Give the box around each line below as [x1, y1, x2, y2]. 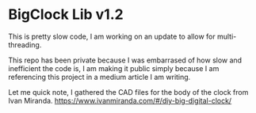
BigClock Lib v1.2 [8, 6, 124, 24]
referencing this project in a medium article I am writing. [8, 72, 191, 81]
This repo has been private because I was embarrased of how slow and [8, 55, 243, 65]
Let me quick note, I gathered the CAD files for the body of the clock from [8, 87, 249, 96]
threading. [8, 40, 42, 49]
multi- [216, 32, 237, 41]
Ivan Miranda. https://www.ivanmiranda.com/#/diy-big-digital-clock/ [8, 96, 232, 105]
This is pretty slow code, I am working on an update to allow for [8, 32, 216, 41]
